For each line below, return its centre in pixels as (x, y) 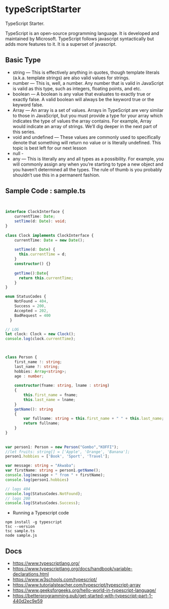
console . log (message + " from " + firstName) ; (55, 475)
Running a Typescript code (41, 513)
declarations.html (31, 574)
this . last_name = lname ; (50, 400)
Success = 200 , (30, 306)
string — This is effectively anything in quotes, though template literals (86, 72)
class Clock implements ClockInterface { (50, 235)
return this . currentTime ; (46, 278)
